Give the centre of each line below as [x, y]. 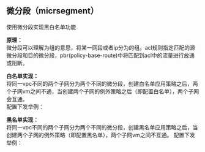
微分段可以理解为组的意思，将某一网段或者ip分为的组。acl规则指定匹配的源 [101, 47]
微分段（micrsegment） [53, 11]
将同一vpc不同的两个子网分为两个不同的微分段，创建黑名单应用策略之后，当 [102, 127]
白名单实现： [22, 76]
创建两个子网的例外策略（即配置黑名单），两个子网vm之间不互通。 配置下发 [101, 135]
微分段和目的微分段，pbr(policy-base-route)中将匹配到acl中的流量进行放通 [100, 55]
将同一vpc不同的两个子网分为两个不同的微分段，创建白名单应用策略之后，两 [102, 83]
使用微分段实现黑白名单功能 [41, 27]
